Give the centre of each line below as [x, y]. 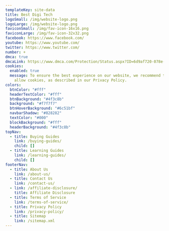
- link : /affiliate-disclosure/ [44, 188]
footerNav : [17, 164]
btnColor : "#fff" [28, 90]
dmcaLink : [16, 62]
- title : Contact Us [31, 179]
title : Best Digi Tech [29, 15]
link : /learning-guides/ [40, 155]
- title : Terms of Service [38, 197]
